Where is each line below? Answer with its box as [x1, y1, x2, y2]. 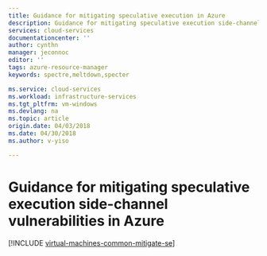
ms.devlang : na [8, 107, 59, 115]
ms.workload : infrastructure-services [8, 92, 137, 100]
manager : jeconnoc [8, 48, 69, 56]
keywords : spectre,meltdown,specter [8, 71, 130, 79]
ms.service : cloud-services [8, 85, 102, 93]
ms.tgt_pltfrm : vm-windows [8, 100, 98, 108]
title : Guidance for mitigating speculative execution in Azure [8, 11, 226, 20]
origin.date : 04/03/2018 [8, 122, 91, 130]
